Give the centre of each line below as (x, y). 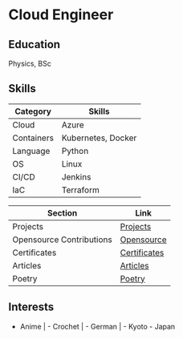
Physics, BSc (30, 63)
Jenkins (76, 176)
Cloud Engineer (61, 15)
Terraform (81, 190)
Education (35, 44)
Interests (31, 307)
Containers (33, 138)
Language (31, 151)
